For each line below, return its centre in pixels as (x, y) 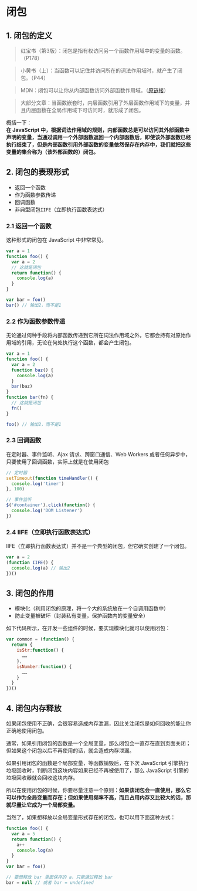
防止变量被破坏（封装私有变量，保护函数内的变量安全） (81, 616)
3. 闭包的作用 (30, 593)
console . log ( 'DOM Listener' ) (47, 511)
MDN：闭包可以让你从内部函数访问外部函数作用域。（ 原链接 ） (95, 90)
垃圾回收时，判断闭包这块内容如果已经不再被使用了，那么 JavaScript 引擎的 (98, 770)
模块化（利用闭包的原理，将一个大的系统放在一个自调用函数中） (91, 608)
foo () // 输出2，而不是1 (34, 424)
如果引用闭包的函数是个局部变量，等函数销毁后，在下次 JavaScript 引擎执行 (98, 763)
